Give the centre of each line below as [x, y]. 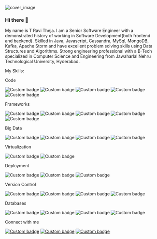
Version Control [21, 185]
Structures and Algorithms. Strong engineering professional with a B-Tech [78, 51]
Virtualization [18, 147]
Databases [16, 203]
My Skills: [14, 71]
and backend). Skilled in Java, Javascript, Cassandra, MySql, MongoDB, [77, 41]
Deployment [17, 166]
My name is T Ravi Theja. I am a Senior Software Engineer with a [69, 31]
